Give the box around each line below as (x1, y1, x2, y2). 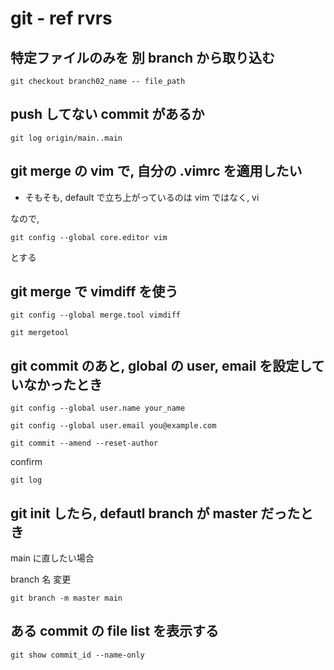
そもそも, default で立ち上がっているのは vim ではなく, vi (24, 191, 260, 203)
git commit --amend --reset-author (10, 438, 159, 449)
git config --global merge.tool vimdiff (10, 310, 182, 321)
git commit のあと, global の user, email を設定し (10, 357, 312, 374)
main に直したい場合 (10, 552, 95, 564)
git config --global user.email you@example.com (10, 421, 217, 431)
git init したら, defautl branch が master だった (10, 505, 301, 522)
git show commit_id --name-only (10, 650, 145, 660)
